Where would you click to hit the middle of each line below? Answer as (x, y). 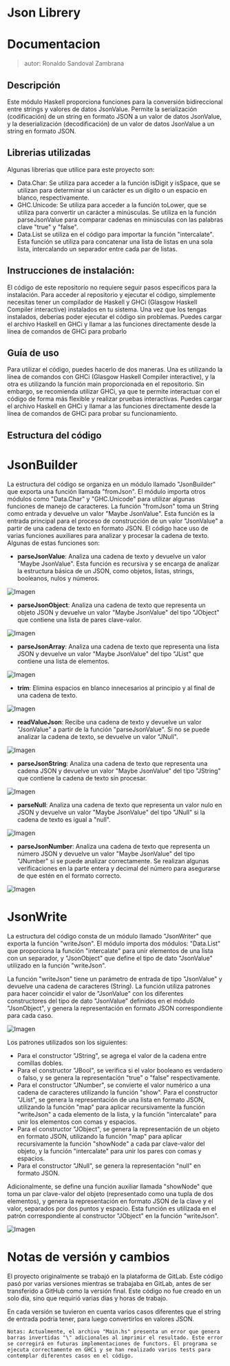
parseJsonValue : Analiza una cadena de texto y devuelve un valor (112, 556)
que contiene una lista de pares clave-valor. (79, 619)
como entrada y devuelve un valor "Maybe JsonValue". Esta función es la (111, 513)
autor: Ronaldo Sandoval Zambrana (74, 64)
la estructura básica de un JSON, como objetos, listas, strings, (106, 570)
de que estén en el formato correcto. (69, 876)
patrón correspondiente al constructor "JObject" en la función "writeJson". (113, 1215)
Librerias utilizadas (49, 153)
